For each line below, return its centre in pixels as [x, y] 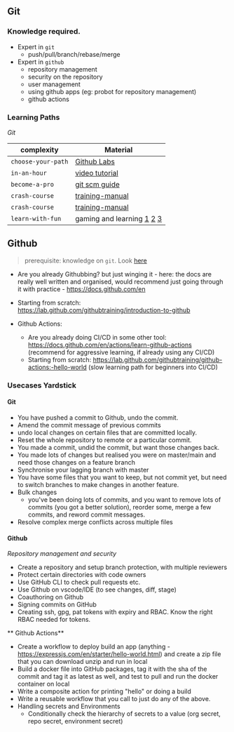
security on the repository [65, 76]
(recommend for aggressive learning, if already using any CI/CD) [121, 352]
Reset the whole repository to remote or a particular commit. [104, 440]
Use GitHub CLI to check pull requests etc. [79, 583]
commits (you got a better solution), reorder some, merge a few [119, 507]
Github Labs [95, 161]
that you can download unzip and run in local [82, 662]
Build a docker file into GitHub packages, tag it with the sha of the [112, 669]
